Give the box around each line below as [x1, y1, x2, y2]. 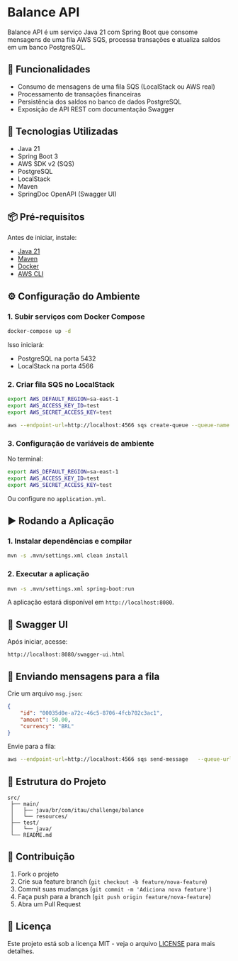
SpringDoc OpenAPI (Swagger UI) [17, 190, 117, 198]
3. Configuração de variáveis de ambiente [7, 438, 154, 448]
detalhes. [7, 947, 35, 955]
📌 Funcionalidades [7, 63, 91, 75]
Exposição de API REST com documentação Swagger [17, 104, 175, 114]
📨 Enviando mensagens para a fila [7, 670, 160, 682]
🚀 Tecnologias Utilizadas [7, 126, 118, 138]
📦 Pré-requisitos [7, 211, 85, 223]
